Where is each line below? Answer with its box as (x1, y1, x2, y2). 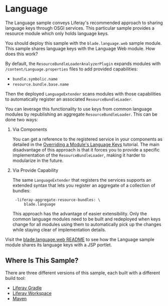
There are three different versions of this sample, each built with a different (5, 270, 160, 276)
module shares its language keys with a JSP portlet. (5, 242, 112, 248)
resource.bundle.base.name (12, 82, 69, 87)
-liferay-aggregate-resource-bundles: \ (15, 197, 101, 202)
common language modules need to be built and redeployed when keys (12, 216, 161, 222)
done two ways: (5, 116, 39, 122)
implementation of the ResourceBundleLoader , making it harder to (12, 152, 145, 158)
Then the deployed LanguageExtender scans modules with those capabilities (5, 91, 161, 97)
